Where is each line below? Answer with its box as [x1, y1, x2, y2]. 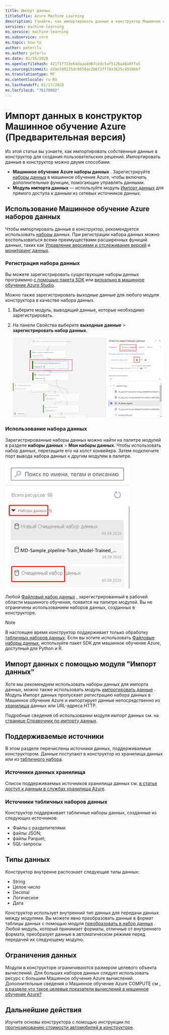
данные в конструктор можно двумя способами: [5, 159, 111, 165]
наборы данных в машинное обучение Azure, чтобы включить [12, 174, 147, 180]
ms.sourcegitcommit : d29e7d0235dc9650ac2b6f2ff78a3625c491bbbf [5, 66, 141, 72]
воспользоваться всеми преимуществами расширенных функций [5, 237, 147, 243]
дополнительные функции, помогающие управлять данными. [12, 179, 145, 185]
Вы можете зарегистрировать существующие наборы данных [5, 271, 139, 277]
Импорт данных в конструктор [5, 110, 142, 121]
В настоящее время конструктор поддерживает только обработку [5, 629, 148, 635]
